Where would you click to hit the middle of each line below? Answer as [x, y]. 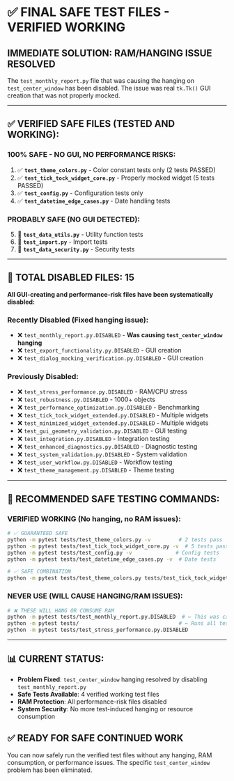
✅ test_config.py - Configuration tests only [80, 193]
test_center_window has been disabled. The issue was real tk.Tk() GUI [109, 88]
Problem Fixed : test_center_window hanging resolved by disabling [112, 679]
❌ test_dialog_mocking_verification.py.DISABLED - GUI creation [110, 358]
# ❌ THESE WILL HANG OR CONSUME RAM [61, 610]
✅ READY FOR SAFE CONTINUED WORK [95, 738]
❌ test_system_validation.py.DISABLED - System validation [102, 454]
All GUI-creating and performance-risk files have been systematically [110, 294]
